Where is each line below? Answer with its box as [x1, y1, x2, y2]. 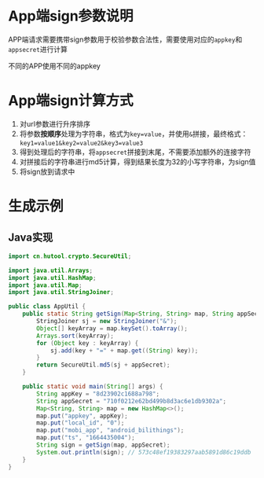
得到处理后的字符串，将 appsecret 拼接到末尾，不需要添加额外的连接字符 [19, 147, 251, 156]
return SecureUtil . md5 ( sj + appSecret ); [36, 361, 170, 370]
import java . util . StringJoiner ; [8, 289, 114, 296]
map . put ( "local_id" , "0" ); [36, 419, 125, 427]
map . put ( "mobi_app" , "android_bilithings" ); [36, 426, 185, 435]
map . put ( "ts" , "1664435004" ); [36, 434, 135, 442]
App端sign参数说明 [8, 7, 134, 25]
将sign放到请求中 [19, 167, 75, 176]
